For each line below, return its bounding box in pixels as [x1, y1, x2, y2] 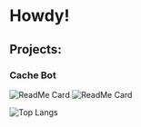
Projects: [9, 42, 62, 57]
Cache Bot [9, 69, 56, 82]
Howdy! [9, 5, 70, 26]
